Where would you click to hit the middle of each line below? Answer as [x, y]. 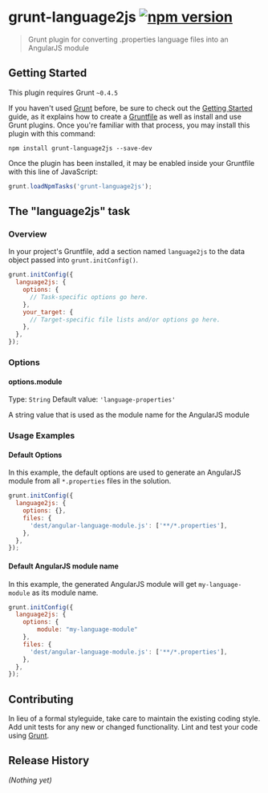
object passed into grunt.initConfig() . [73, 260]
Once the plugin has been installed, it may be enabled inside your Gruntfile [132, 163]
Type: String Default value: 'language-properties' [92, 399]
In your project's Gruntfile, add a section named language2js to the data [127, 252]
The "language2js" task [69, 211]
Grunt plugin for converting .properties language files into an [128, 39]
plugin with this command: [52, 133]
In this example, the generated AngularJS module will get [102, 584]
